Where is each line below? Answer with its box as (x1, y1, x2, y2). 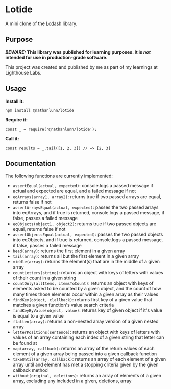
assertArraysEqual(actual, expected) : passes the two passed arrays (12, 204, 159, 210)
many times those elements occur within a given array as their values (12, 291, 159, 297)
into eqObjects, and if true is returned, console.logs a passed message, (12, 237, 163, 243)
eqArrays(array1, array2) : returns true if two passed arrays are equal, (12, 193, 162, 200)
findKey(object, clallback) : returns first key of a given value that (12, 297, 152, 303)
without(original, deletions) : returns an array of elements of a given (12, 373, 162, 379)
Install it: (5, 98, 25, 104)
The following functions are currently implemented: (5, 173, 113, 179)
